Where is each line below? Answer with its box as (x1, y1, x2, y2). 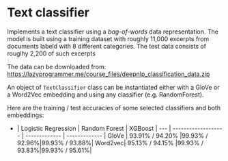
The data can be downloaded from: (7, 62, 106, 71)
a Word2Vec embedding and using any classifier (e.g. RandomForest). (7, 90, 204, 99)
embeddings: (7, 111, 44, 119)
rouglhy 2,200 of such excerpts (7, 49, 96, 58)
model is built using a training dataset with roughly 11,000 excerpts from (7, 34, 210, 42)
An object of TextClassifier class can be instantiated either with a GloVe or (7, 83, 220, 91)
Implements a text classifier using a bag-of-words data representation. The (7, 27, 218, 36)
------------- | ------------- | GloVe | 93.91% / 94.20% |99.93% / (25, 132, 208, 140)
